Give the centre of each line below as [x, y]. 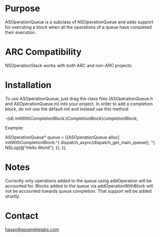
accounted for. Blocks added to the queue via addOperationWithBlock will [79, 186]
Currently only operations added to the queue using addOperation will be [79, 181]
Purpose [23, 9]
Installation [28, 85]
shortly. [13, 196]
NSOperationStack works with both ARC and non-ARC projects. [69, 65]
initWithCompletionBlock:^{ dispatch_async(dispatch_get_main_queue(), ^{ [80, 142]
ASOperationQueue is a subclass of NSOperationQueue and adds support [79, 22]
